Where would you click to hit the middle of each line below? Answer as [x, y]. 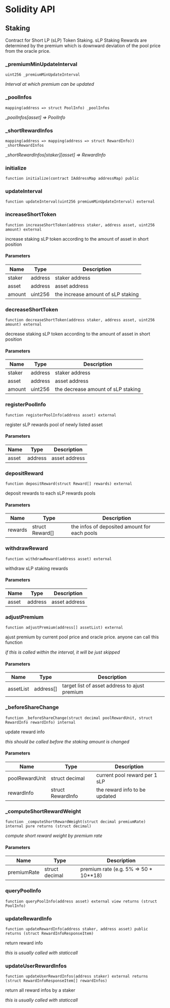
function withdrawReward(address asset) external [59, 559]
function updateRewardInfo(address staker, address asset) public [77, 929]
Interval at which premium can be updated [50, 84]
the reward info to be [121, 790]
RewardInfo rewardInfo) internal [40, 722]
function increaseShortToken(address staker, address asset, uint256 [80, 225]
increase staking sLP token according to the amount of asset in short [77, 239]
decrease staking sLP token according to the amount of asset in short [78, 334]
